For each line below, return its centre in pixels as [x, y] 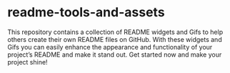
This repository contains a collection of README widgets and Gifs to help [115, 32]
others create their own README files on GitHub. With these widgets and [115, 39]
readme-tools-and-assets [86, 12]
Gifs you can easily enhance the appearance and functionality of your [110, 47]
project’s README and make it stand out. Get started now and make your [115, 55]
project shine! [27, 62]
